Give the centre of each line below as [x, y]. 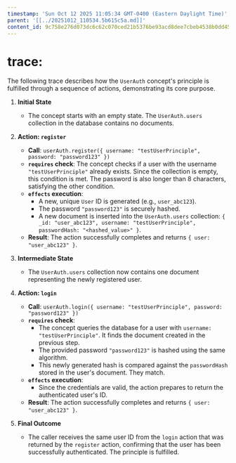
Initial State [34, 102]
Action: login [37, 293]
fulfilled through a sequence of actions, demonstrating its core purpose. [111, 89]
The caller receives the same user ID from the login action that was [126, 437]
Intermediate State [45, 259]
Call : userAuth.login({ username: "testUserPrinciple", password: [125, 307]
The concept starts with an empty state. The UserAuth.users [115, 116]
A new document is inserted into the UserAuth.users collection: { [132, 216]
